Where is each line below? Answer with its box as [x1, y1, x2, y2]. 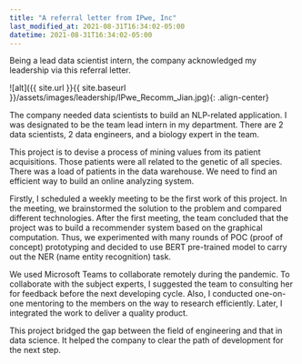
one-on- [254, 288, 287, 299]
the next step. [9, 345, 62, 356]
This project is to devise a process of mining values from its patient [9, 147, 261, 157]
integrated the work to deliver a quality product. [9, 308, 188, 318]
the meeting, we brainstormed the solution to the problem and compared [9, 203, 282, 214]
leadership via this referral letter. [9, 65, 132, 76]
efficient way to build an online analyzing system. [9, 176, 195, 187]
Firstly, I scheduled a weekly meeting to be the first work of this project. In [9, 193, 287, 205]
